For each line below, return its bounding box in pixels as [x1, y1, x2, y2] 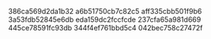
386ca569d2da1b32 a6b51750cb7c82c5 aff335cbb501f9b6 [8, 7, 202, 16]
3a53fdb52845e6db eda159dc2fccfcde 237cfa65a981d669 [8, 15, 202, 24]
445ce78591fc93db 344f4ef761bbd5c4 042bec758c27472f [8, 23, 203, 32]
